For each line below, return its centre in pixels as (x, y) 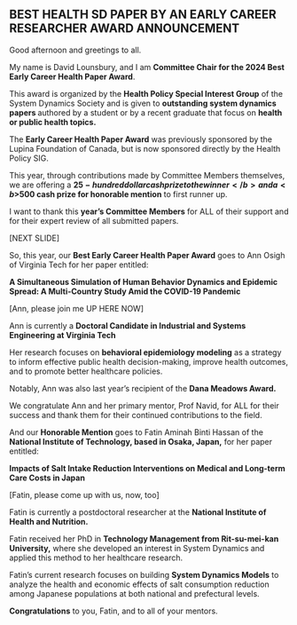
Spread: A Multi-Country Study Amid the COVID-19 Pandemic (125, 291)
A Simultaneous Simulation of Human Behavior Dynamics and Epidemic (143, 281)
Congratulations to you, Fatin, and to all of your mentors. (114, 611)
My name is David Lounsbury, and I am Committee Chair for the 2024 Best (147, 67)
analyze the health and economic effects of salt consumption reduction (139, 584)
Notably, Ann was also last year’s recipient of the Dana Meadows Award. (143, 388)
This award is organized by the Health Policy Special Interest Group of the (146, 93)
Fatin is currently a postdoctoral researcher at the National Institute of (138, 512)
